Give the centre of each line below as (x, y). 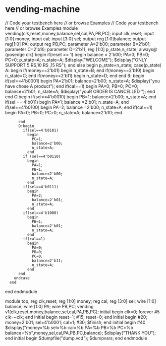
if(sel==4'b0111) (41, 187)
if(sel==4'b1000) (41, 213)
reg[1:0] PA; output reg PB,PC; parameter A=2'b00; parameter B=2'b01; (78, 44)
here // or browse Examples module (42, 28)
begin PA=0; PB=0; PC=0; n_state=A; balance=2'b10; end (64, 112)
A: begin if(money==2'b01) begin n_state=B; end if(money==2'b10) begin (80, 70)
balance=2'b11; (47, 261)
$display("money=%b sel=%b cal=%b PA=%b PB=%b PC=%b (69, 327)
